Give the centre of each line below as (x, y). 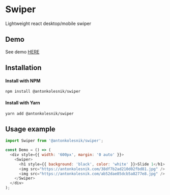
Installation (23, 68)
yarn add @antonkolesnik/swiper (39, 114)
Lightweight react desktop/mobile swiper (48, 23)
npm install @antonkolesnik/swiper (43, 92)
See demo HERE (22, 51)
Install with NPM (23, 80)
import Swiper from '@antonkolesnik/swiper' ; (54, 141)
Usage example (31, 129)
